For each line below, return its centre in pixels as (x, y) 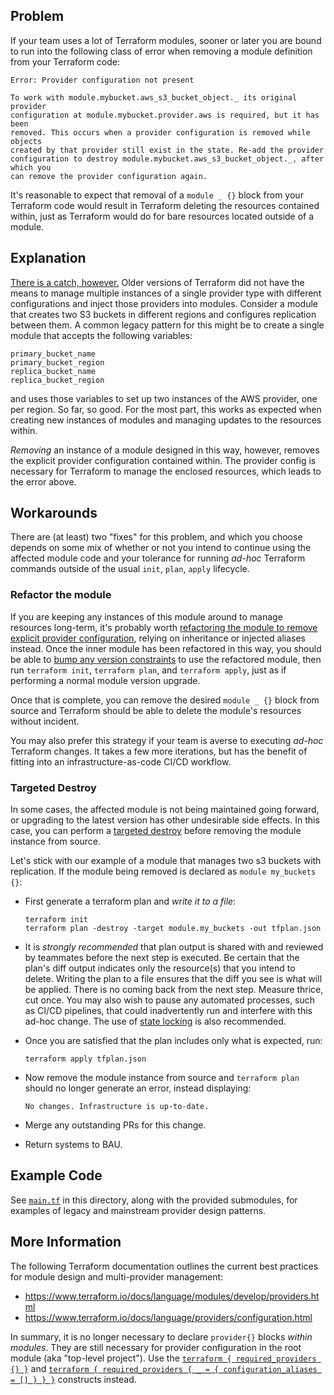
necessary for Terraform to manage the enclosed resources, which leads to (166, 471)
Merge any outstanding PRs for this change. (115, 1125)
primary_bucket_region (57, 362)
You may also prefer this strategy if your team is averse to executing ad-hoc (167, 740)
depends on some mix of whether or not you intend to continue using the (161, 548)
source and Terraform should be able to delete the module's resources (156, 710)
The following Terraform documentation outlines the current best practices (164, 1266)
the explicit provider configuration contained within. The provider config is (163, 460)
